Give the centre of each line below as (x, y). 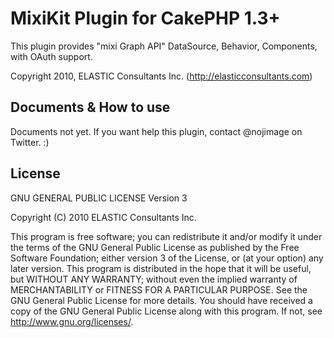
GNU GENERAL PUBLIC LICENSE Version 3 (99, 198)
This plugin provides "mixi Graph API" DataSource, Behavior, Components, (164, 46)
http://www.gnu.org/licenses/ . (72, 321)
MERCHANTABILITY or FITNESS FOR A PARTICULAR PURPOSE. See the (159, 289)
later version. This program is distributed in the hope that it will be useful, (161, 268)
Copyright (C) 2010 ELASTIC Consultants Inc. (103, 217)
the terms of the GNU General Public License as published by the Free (155, 247)
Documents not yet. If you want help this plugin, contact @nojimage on (156, 131)
